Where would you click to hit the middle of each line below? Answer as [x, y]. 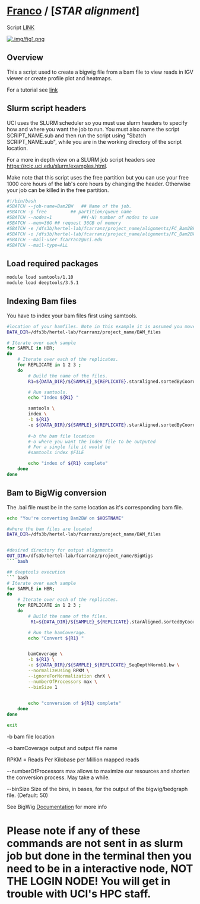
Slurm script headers [47, 108]
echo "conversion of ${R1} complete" [74, 703]
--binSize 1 [43, 687]
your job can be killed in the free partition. [58, 190]
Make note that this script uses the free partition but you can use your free [98, 177]
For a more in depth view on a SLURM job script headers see [81, 159]
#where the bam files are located [50, 529]
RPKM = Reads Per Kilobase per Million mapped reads [73, 760]
